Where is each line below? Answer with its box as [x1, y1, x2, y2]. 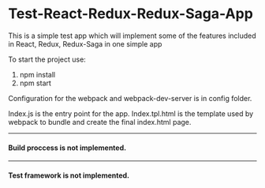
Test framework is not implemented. [8, 171, 130, 180]
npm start [19, 78, 51, 88]
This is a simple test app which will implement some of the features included [8, 31, 256, 40]
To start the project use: [8, 55, 87, 64]
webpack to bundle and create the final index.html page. [8, 117, 192, 126]
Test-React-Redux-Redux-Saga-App [8, 5, 254, 23]
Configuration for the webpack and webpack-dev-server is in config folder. [8, 93, 252, 103]
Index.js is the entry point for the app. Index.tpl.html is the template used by [8, 108, 254, 118]
